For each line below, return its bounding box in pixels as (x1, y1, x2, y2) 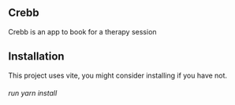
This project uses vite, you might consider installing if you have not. (8, 71, 227, 80)
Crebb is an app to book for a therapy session (8, 27, 157, 36)
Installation (8, 50, 65, 63)
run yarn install (8, 89, 58, 98)
